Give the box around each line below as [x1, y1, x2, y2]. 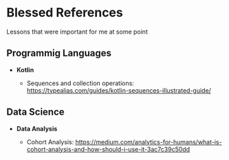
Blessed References [6, 5, 123, 21]
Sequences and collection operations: [26, 79, 135, 87]
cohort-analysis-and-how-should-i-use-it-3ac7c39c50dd [26, 145, 190, 153]
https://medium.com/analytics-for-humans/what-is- [75, 137, 222, 146]
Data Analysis [16, 124, 58, 133]
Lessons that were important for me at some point [6, 27, 149, 36]
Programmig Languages [6, 47, 111, 59]
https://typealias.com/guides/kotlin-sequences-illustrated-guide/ [26, 86, 211, 94]
